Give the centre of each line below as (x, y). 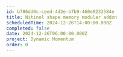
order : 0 (17, 45)
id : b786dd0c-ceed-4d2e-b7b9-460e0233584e (60, 12)
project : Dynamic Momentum (40, 39)
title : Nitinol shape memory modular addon (62, 17)
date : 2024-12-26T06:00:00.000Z (47, 34)
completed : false (28, 28)
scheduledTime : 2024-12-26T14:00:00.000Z (59, 23)
